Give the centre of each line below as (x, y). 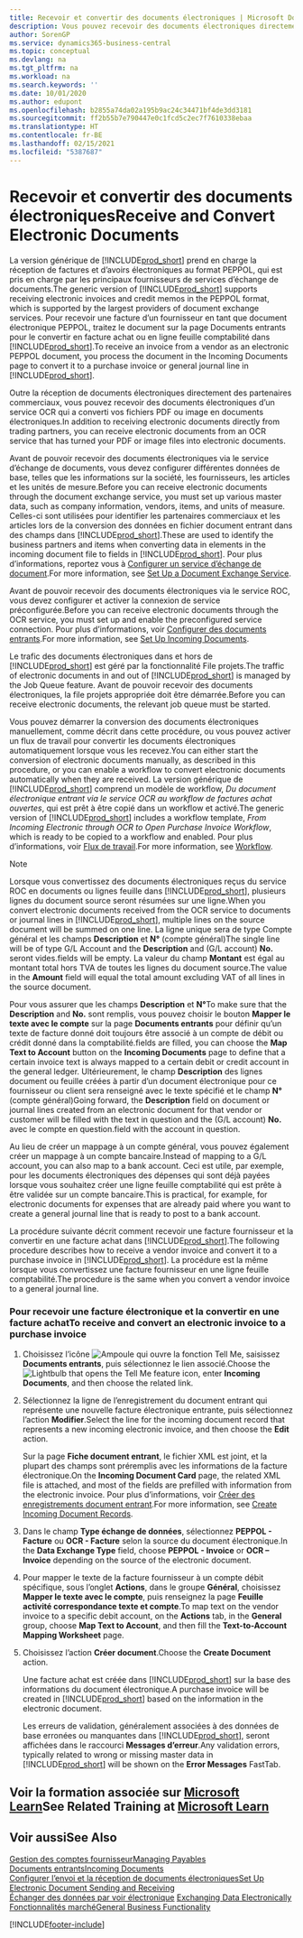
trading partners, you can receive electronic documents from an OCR (138, 431)
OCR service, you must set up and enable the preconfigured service (136, 619)
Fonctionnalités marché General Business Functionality (110, 1907)
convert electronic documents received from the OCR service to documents (150, 910)
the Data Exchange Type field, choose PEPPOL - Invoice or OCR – (146, 1550)
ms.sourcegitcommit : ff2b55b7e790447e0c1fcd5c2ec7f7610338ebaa (131, 118)
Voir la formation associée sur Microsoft (124, 1793)
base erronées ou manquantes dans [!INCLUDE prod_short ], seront (146, 1735)
